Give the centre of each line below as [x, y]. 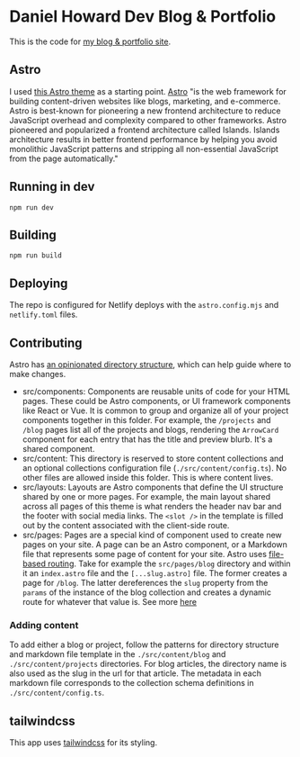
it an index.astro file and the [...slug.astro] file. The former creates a [154, 573]
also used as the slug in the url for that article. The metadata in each [136, 673]
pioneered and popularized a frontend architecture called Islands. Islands [145, 130]
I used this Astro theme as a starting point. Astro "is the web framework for [148, 91]
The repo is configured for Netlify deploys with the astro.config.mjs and [144, 305]
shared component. [58, 449]
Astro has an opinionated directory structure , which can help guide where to [150, 365]
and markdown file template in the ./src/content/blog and [118, 654]
